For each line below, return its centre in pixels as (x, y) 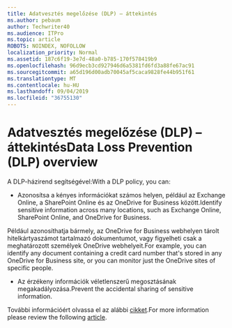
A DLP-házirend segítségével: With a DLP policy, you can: (89, 181)
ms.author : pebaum (34, 20)
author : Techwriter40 (39, 27)
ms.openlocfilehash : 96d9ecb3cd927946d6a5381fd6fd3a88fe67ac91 (101, 66)
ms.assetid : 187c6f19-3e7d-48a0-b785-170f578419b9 (82, 59)
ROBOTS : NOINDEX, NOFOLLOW (46, 46)
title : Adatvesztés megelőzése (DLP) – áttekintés (82, 14)
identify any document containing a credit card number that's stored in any (115, 253)
